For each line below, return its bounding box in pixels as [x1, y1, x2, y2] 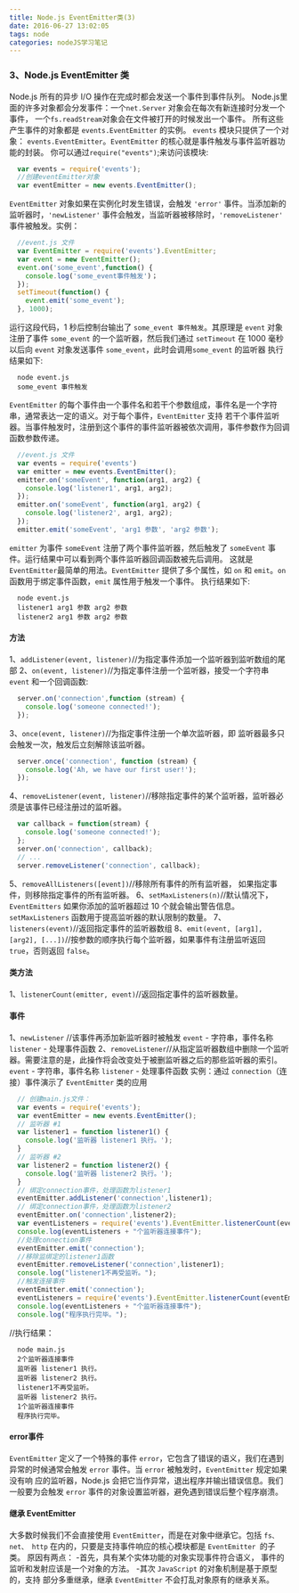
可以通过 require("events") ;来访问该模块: [57, 146, 209, 157]
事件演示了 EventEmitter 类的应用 [24, 1076, 148, 1088]
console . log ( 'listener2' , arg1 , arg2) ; [25, 509, 174, 518]
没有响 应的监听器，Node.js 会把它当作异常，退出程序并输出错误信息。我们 [9, 1474, 284, 1485]
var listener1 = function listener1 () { [17, 1128, 169, 1137]
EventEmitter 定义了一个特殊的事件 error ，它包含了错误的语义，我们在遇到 [9, 1452, 285, 1463]
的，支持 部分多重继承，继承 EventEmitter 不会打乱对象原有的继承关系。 [9, 1574, 274, 1585]
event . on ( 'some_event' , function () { [17, 263, 153, 272]
